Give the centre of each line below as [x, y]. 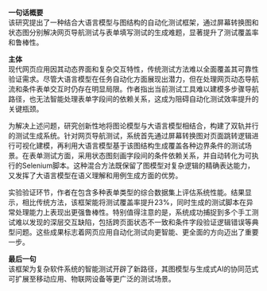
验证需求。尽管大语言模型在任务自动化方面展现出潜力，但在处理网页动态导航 [133, 79]
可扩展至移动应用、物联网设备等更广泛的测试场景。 [92, 279]
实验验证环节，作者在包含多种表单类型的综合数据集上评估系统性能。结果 [126, 192]
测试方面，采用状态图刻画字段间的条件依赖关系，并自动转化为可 [147, 155]
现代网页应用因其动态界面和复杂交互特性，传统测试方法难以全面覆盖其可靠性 [133, 69]
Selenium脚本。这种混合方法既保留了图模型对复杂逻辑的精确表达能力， [138, 165]
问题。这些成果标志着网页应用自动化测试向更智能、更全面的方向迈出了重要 [137, 232]
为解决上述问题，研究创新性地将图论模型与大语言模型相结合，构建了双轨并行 [133, 126]
